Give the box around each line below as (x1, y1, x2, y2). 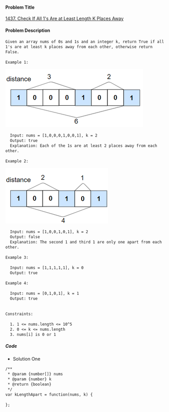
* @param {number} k (7, 377, 52, 382)
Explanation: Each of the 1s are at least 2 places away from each (10, 143, 158, 148)
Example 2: (5, 159, 29, 164)
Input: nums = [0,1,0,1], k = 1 (10, 291, 80, 296)
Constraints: (5, 311, 33, 317)
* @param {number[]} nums (7, 371, 63, 377)
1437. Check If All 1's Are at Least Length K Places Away (5, 15, 124, 22)
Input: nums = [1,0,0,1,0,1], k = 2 (10, 229, 88, 235)
